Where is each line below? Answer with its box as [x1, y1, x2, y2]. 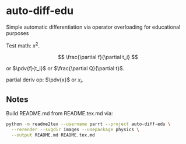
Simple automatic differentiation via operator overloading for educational [6, 23, 181, 30]
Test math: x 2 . [6, 41, 40, 49]
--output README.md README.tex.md [11, 132, 95, 138]
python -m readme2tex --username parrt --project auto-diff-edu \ [6, 121, 171, 127]
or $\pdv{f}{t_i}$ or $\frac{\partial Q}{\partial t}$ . [6, 64, 125, 71]
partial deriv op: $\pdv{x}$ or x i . [6, 76, 83, 84]
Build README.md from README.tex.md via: [6, 110, 113, 117]
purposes [6, 29, 29, 36]
